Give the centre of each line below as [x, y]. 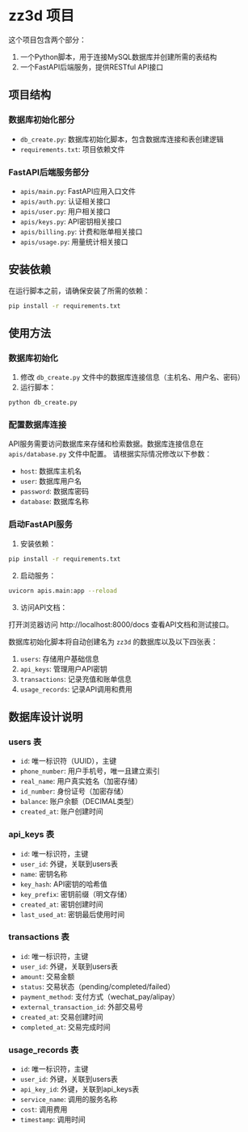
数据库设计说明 [46, 716]
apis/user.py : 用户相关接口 [65, 211]
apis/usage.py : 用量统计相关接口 [74, 242]
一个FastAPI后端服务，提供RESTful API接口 [92, 67]
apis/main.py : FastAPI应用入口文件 [78, 191]
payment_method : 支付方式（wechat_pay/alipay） [100, 996]
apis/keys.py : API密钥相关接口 [71, 221]
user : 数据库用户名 [51, 482]
